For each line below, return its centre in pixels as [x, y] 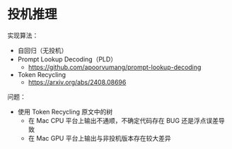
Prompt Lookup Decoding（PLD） [67, 59]
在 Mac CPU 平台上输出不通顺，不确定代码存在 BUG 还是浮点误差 [123, 120]
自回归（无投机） [42, 50]
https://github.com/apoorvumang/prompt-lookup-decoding [115, 67]
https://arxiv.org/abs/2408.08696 [77, 82]
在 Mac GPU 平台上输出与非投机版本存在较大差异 [99, 138]
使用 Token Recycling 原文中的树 [65, 112]
